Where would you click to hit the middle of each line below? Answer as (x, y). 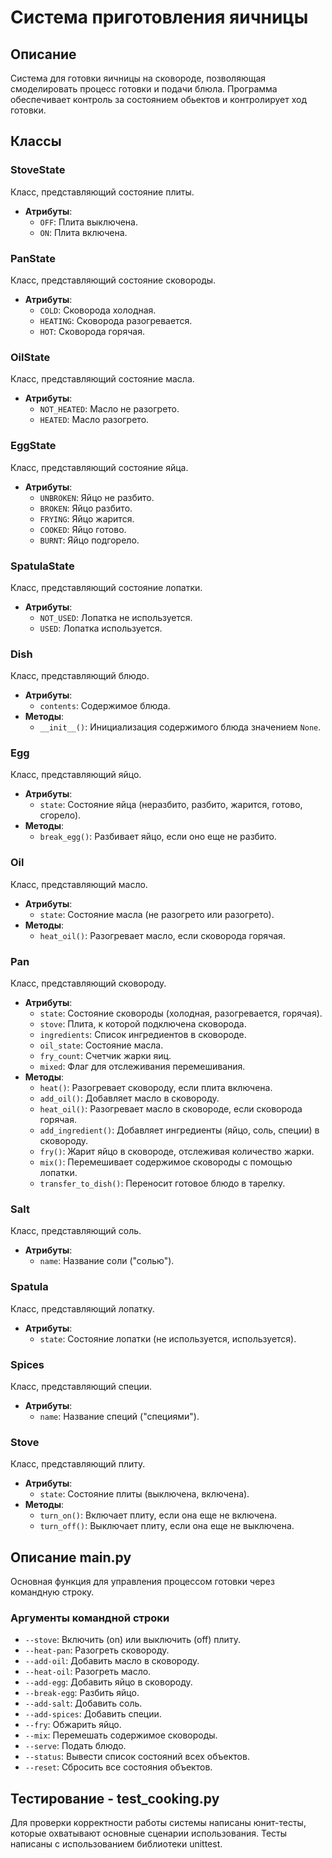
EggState (33, 446)
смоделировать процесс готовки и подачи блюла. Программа (144, 89)
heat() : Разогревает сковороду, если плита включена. (156, 1088)
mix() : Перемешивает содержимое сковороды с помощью (166, 1162)
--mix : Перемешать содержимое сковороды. (121, 1735)
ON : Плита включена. (83, 232)
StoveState (38, 170)
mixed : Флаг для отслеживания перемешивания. (142, 1067)
